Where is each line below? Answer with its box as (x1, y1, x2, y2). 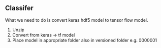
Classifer (5, 4, 33, 12)
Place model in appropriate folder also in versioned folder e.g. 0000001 (12, 37, 157, 43)
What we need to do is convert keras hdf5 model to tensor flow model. (5, 17, 149, 23)
